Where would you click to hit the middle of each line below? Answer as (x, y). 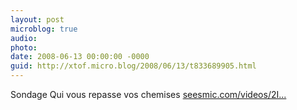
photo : (24, 47)
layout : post (37, 19)
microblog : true (44, 29)
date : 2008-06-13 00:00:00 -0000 (80, 57)
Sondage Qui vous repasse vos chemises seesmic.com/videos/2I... (148, 94)
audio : (24, 38)
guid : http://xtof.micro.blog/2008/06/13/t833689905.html (133, 66)
